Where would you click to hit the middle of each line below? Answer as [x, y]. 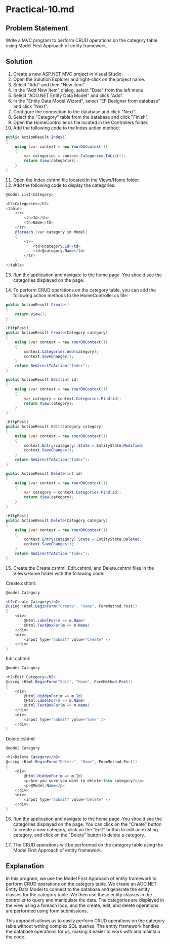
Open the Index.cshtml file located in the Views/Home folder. [76, 180]
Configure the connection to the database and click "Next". [75, 111]
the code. [16, 937]
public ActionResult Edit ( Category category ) [54, 427]
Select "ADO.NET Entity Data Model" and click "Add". [68, 95]
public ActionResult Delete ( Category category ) [57, 520]
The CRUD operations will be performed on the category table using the [88, 844]
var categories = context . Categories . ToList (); [75, 156]
